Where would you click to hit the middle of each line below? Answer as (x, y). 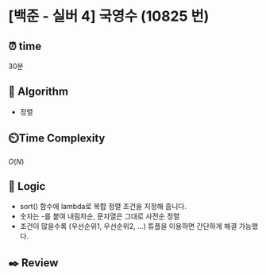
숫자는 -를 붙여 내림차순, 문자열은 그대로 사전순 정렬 (100, 216)
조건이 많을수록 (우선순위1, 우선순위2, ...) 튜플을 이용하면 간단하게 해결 (128, 227)
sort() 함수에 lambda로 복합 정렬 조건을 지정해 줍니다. (103, 207)
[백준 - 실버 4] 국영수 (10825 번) (109, 16)
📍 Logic (27, 186)
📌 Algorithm (39, 92)
